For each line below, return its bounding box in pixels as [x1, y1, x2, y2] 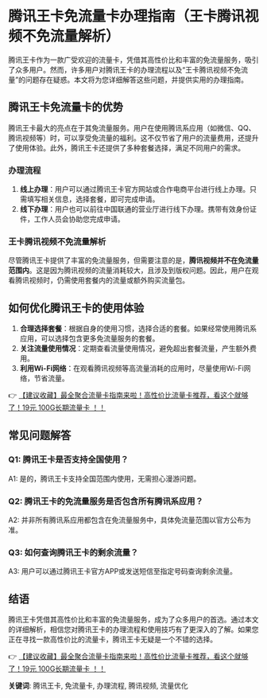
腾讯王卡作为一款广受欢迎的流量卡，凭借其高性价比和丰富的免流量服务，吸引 [8, 55, 259, 64]
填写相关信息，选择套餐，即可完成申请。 [26, 194, 160, 204]
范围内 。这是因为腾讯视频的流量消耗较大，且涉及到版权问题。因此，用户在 [8, 266, 252, 275]
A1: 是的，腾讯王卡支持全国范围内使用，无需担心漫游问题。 [8, 474, 201, 483]
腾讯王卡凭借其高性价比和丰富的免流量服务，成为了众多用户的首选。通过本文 [8, 614, 259, 625]
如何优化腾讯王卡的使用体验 [8, 301, 145, 314]
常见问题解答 [8, 428, 72, 442]
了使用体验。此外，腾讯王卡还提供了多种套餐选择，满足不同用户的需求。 [8, 142, 245, 152]
